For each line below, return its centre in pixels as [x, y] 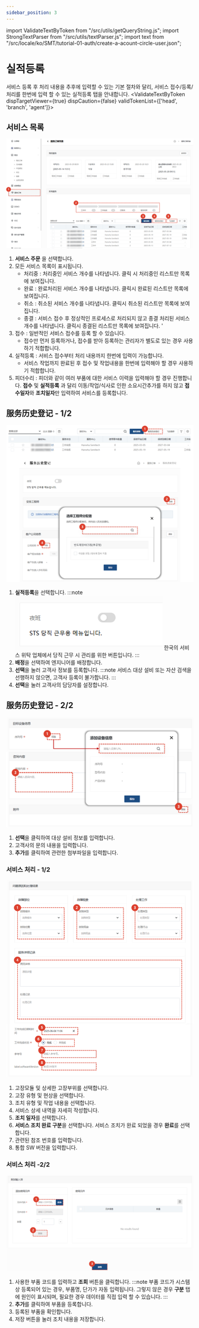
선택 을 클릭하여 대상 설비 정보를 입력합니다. [65, 838]
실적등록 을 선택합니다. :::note [49, 592]
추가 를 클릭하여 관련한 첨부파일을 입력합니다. [67, 853]
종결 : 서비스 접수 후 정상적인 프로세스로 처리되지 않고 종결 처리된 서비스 [107, 318]
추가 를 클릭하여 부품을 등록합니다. [54, 1304]
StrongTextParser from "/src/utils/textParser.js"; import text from [85, 36]
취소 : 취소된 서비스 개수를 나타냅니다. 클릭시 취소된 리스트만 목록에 [101, 303]
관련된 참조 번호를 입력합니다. [49, 1140]
